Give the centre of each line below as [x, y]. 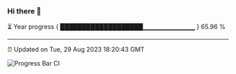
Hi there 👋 [25, 11]
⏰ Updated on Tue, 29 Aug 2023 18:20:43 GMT [76, 50]
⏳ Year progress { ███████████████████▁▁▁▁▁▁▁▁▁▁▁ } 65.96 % [117, 27]
